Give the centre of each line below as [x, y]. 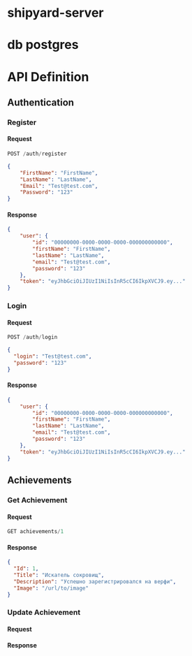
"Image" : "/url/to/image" [51, 588]
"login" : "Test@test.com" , [53, 357]
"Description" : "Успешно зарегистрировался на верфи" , [95, 581]
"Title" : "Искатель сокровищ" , [59, 575]
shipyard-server [56, 13]
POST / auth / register [37, 154]
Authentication [41, 102]
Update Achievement [44, 613]
